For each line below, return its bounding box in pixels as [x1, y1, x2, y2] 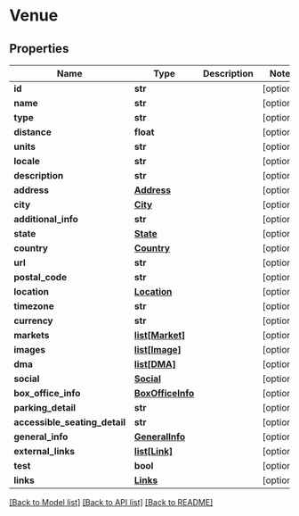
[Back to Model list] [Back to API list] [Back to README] [9, 497, 214, 507]
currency [13, 314, 53, 327]
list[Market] [133, 329, 186, 341]
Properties [9, 41, 69, 56]
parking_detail [13, 402, 77, 413]
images [13, 344, 46, 355]
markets [13, 329, 50, 341]
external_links [13, 445, 76, 457]
